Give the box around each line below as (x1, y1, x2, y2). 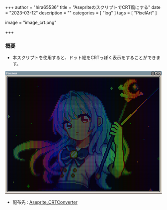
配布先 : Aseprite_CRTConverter (12, 199, 78, 205)
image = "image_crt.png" (5, 19, 57, 25)
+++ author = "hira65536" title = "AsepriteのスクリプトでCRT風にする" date (5, 4, 161, 10)
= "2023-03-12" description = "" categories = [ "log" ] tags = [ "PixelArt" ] (5, 10, 157, 16)
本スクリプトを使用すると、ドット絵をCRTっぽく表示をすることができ (12, 55, 157, 61)
